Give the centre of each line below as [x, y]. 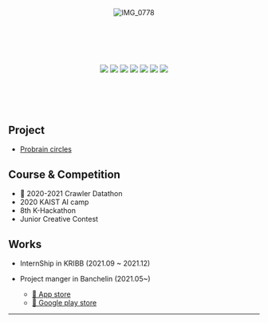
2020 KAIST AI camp [54, 202]
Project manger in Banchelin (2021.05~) [85, 279]
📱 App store [51, 294]
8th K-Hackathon [47, 211]
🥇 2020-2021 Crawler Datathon [71, 194]
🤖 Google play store [64, 303]
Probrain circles [45, 149]
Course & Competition [65, 174]
